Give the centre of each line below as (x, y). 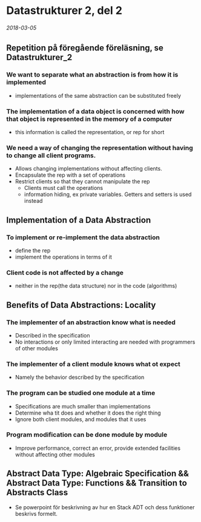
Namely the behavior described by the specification (80, 378)
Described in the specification (52, 335)
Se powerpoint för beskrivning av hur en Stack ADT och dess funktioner (105, 507)
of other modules (37, 348)
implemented (26, 83)
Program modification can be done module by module (87, 435)
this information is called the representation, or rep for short (90, 132)
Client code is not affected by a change (65, 273)
